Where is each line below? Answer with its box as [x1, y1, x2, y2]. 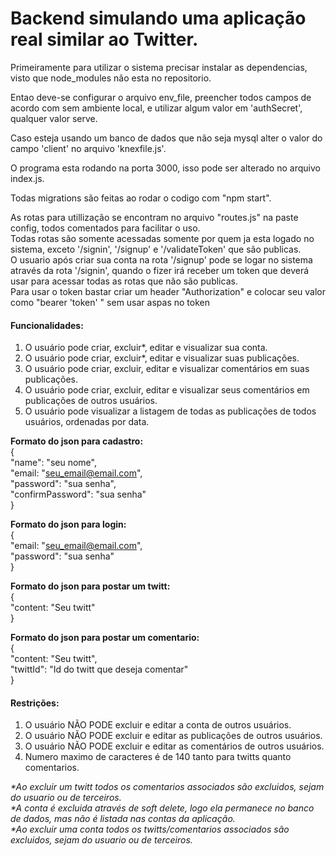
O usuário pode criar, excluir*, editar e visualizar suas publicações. [24, 352, 300, 364]
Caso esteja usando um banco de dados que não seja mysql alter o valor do [10, 132, 323, 144]
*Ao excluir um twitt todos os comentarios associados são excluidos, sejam [10, 781, 325, 793]
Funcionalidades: [10, 319, 84, 331]
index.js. [10, 172, 45, 184]
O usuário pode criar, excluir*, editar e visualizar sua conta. [24, 342, 268, 354]
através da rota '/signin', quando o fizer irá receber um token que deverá [10, 264, 310, 276]
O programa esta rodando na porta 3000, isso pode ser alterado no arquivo [10, 162, 321, 174]
